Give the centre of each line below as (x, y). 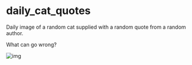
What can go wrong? (32, 45)
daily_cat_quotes (48, 11)
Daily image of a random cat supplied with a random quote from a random (96, 27)
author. (15, 33)
